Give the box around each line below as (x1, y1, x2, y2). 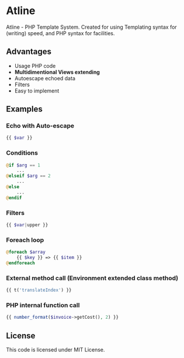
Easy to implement (14, 87, 60, 94)
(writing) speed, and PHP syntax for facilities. (6, 29, 115, 36)
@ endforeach (6, 260, 35, 266)
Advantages (6, 47, 51, 57)
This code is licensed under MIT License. (6, 346, 105, 353)
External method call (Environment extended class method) (6, 274, 179, 282)
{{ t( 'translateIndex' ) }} (6, 287, 72, 294)
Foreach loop (6, 236, 44, 244)
